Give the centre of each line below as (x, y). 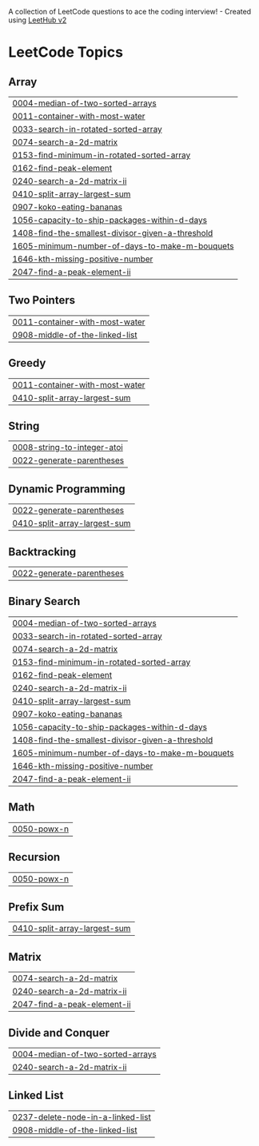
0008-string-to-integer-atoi (68, 448)
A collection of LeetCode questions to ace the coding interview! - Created (130, 12)
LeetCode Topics (66, 52)
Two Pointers (42, 300)
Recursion (34, 857)
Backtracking (42, 552)
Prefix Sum (36, 907)
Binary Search (44, 601)
